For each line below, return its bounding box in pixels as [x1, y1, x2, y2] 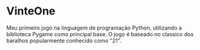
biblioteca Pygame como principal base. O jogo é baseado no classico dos [6, 30, 194, 37]
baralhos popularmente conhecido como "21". [6, 37, 122, 44]
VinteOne [6, 4, 56, 18]
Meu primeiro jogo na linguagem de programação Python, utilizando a [6, 24, 182, 31]
